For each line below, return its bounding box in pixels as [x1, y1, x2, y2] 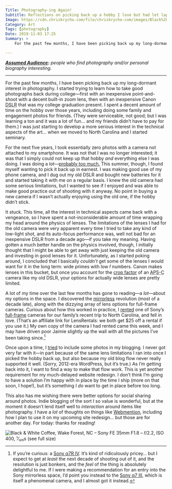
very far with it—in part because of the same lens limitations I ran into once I [5, 350, 166, 356]
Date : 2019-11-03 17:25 [5, 31, 56, 36]
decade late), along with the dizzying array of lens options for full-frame [5, 301, 158, 307]
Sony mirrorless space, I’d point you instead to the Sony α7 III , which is [12, 472, 162, 478]
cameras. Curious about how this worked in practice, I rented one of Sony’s [5, 306, 164, 312]
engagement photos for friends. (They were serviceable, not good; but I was [5, 112, 167, 119]
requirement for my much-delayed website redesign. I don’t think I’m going [5, 372, 163, 378]
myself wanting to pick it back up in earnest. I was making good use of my [5, 166, 162, 172]
